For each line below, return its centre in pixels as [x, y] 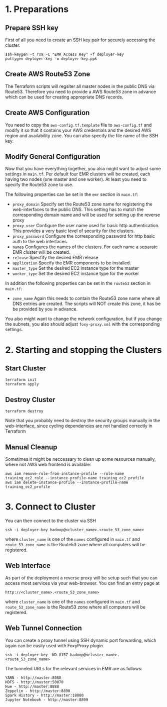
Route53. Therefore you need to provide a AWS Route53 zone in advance [81, 91]
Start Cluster [25, 369]
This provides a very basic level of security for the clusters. [73, 231]
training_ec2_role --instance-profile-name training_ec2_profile [74, 478]
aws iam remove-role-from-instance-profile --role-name [64, 474]
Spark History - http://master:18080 [44, 695]
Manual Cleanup [31, 447]
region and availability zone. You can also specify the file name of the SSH [82, 135]
